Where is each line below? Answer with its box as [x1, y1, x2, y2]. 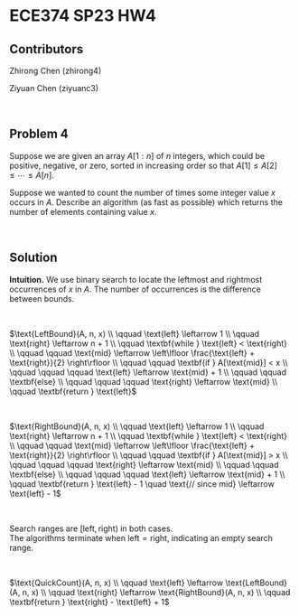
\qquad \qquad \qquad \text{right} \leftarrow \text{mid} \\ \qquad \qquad [9, 459, 279, 470]
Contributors [9, 42, 84, 57]
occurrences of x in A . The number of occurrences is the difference [9, 284, 262, 294]
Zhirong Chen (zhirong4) [9, 65, 102, 76]
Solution [9, 250, 58, 266]
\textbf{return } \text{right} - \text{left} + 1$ [9, 596, 170, 607]
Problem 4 [9, 126, 70, 142]
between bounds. [9, 293, 75, 303]
